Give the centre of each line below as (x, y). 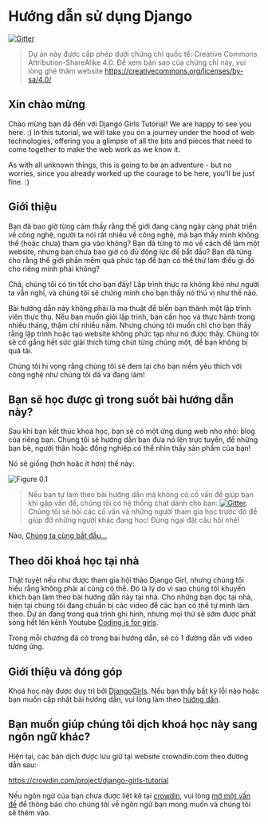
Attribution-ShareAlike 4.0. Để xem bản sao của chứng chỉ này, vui (137, 62)
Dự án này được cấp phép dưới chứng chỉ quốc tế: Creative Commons (142, 54)
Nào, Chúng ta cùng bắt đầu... (58, 535)
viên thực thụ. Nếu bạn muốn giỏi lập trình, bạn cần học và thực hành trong (132, 316)
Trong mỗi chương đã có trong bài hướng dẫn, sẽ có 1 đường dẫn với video (130, 638)
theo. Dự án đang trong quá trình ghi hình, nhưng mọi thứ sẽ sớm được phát (132, 614)
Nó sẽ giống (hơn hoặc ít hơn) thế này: (71, 464)
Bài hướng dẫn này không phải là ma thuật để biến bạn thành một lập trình (130, 308)
